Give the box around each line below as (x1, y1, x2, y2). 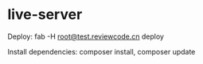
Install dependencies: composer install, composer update (7, 47, 196, 56)
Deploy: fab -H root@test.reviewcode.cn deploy (7, 32, 165, 41)
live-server (7, 6, 83, 24)
